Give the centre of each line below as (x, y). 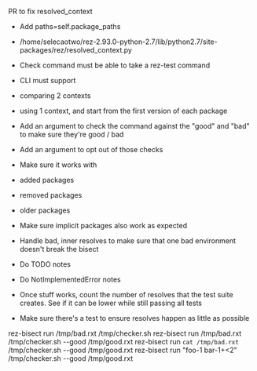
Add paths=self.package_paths (70, 26)
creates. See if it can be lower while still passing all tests (111, 303)
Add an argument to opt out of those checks (91, 149)
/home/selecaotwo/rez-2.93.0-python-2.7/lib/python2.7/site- (118, 42)
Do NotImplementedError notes (70, 279)
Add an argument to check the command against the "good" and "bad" (134, 126)
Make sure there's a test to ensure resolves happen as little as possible (134, 318)
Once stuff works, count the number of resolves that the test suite (126, 295)
